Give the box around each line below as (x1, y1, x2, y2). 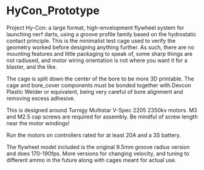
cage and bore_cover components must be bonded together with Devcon (6, 81, 192, 89)
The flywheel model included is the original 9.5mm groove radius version (6, 143, 190, 150)
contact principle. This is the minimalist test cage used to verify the (6, 37, 176, 44)
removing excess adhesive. (6, 95, 75, 102)
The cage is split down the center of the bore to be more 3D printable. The (6, 75, 194, 82)
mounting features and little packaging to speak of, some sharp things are (6, 50, 193, 57)
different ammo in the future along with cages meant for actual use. (6, 156, 176, 163)
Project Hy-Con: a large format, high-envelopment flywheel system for (6, 24, 184, 31)
